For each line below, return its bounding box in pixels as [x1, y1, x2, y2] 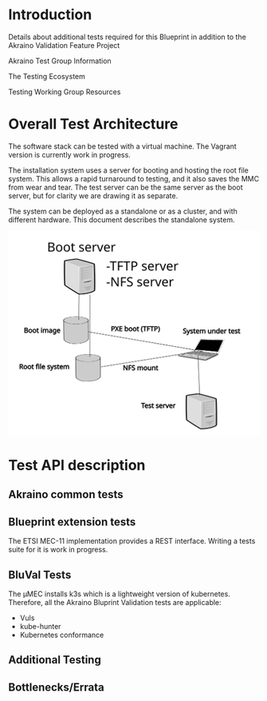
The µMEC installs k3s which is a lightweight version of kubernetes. [8, 589, 231, 599]
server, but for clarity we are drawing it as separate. [8, 190, 179, 201]
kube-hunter [19, 622, 61, 631]
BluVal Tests [8, 568, 72, 581]
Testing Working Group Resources [8, 86, 121, 97]
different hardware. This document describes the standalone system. [8, 214, 235, 225]
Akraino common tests [8, 488, 124, 501]
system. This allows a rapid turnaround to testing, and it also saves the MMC [8, 173, 260, 183]
